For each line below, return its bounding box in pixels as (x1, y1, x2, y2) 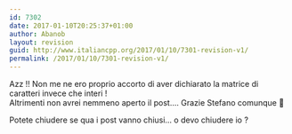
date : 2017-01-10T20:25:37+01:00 (9, 21, 134, 30)
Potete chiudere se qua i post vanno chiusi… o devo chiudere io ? (9, 114, 249, 125)
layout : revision (9, 37, 74, 47)
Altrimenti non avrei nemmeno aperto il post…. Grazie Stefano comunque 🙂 (9, 98, 285, 107)
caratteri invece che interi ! (9, 88, 108, 99)
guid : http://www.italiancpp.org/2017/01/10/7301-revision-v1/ (9, 46, 249, 55)
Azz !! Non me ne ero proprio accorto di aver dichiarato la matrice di (9, 79, 259, 89)
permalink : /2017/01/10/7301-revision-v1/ (9, 54, 169, 63)
